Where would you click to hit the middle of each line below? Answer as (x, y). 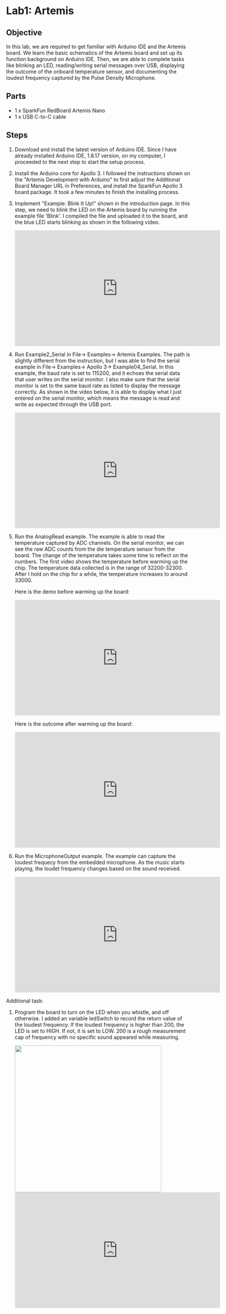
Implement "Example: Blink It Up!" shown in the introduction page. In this (102, 203)
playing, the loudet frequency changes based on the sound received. (98, 869)
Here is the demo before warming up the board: (72, 591)
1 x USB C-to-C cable (40, 116)
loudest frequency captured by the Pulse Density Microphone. (81, 78)
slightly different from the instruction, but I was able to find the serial (97, 360)
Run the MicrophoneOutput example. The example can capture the (95, 856)
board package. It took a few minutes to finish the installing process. (97, 192)
